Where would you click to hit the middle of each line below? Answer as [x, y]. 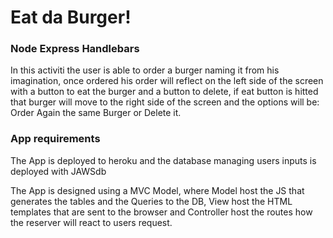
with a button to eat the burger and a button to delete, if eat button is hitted [164, 92]
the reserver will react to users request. [91, 222]
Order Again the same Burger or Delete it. [96, 113]
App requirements [55, 139]
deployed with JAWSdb [58, 171]
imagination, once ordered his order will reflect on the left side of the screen [167, 81]
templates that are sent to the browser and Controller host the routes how [161, 212]
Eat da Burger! [71, 17]
